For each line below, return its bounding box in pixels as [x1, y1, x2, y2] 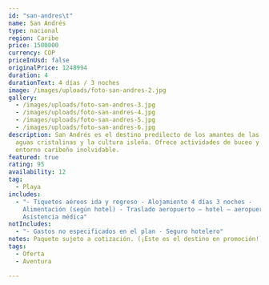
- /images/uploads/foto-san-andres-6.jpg [15, 123, 156, 131]
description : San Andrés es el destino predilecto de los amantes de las [8, 130, 260, 138]
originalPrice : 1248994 [8, 64, 88, 72]
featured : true [8, 153, 59, 161]
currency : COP [8, 49, 56, 57]
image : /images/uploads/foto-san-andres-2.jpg [8, 86, 167, 94]
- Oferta [15, 250, 45, 258]
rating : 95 [8, 161, 45, 169]
